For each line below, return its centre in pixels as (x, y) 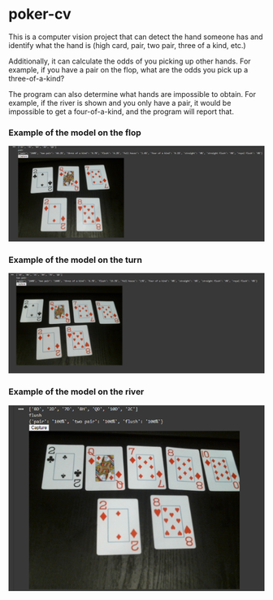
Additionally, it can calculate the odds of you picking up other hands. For (130, 61)
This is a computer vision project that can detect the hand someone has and (136, 37)
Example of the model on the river (76, 392)
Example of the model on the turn (75, 260)
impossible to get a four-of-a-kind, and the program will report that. (121, 112)
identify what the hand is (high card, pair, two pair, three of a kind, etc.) (127, 45)
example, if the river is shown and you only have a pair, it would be (120, 103)
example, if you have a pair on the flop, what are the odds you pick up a (128, 69)
